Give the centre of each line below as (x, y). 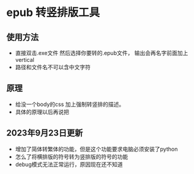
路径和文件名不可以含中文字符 (53, 67)
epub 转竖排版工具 (53, 13)
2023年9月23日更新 (45, 133)
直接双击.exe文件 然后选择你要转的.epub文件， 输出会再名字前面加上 (102, 53)
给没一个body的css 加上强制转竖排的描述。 (69, 104)
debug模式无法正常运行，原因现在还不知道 (69, 164)
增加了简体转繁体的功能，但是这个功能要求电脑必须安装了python (96, 149)
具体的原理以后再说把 (42, 112)
